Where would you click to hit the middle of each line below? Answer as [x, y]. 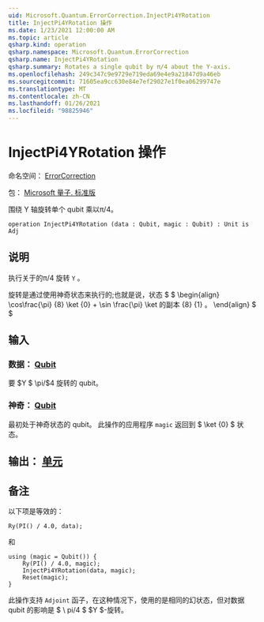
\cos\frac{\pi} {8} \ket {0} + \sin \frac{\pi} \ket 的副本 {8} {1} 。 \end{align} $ [132, 304]
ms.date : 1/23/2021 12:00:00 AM [61, 30]
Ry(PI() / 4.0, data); [45, 526]
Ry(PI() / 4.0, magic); [62, 564]
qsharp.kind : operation [47, 45]
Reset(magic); [45, 577]
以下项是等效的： [36, 511]
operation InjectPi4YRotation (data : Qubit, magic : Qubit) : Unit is [128, 224]
